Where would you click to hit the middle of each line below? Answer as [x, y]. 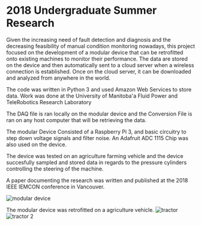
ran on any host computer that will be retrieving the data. [76, 120]
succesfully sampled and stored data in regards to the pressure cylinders [97, 162]
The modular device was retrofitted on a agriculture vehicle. [80, 209]
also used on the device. [37, 144]
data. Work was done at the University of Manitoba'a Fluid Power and [92, 96]
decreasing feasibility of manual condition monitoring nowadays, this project [100, 46]
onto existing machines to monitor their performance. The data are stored [97, 59]
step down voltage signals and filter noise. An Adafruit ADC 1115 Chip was [97, 138]
